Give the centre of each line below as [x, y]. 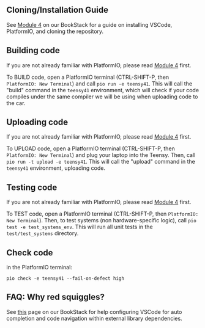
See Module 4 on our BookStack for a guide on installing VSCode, [89, 24]
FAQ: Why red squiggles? [56, 297]
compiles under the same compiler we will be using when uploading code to [102, 97]
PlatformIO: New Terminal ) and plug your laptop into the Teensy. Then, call [101, 155]
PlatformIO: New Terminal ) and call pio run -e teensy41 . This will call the [99, 83]
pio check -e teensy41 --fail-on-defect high [65, 279]
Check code [30, 253]
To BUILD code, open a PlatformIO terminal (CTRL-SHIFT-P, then [88, 77]
